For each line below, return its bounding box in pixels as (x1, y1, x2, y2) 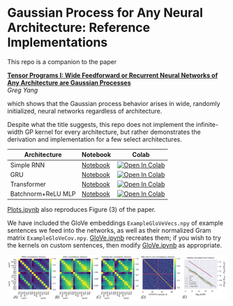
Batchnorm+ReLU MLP (10, 190, 76, 198)
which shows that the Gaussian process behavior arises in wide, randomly (7, 99, 221, 107)
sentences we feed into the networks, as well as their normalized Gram (7, 226, 211, 234)
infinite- (195, 120, 218, 128)
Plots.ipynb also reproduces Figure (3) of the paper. (7, 205, 156, 213)
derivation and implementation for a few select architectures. (7, 135, 183, 144)
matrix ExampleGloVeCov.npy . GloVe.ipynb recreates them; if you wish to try (7, 234, 221, 242)
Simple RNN (10, 160, 45, 169)
